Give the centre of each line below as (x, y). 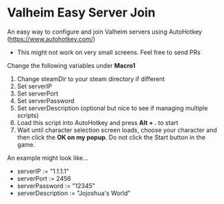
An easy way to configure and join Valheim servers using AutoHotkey (104, 32)
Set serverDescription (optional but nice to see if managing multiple (112, 108)
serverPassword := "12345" (56, 185)
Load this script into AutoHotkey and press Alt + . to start (98, 122)
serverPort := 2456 (44, 178)
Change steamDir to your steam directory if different (91, 79)
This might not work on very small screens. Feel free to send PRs (109, 52)
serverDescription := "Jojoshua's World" (74, 193)
